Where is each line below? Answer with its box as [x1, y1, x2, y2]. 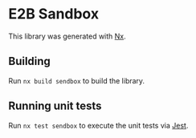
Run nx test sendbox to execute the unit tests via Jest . [8, 120, 189, 130]
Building [8, 55, 51, 68]
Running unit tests [8, 99, 102, 113]
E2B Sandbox [8, 5, 99, 23]
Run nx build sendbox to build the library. [8, 75, 145, 85]
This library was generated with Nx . [8, 31, 126, 41]
